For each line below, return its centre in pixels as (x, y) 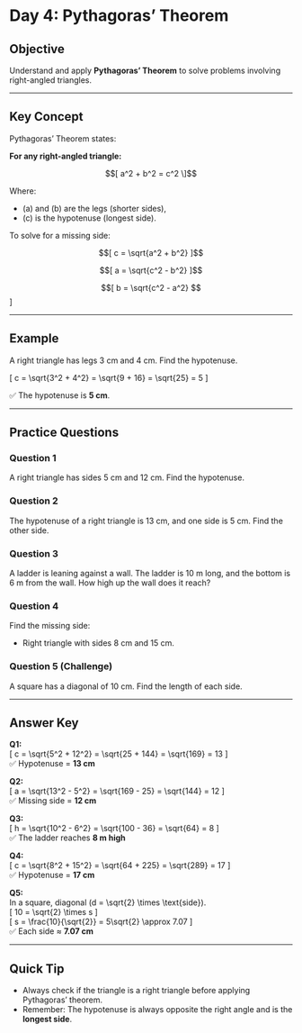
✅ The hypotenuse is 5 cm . (60, 395)
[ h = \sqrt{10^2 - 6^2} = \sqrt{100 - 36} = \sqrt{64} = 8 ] (115, 829)
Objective (37, 49)
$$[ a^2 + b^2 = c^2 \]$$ (151, 173)
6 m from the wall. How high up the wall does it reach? (110, 583)
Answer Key (44, 723)
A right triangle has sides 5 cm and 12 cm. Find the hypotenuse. (127, 477)
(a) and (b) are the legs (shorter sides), (94, 208)
